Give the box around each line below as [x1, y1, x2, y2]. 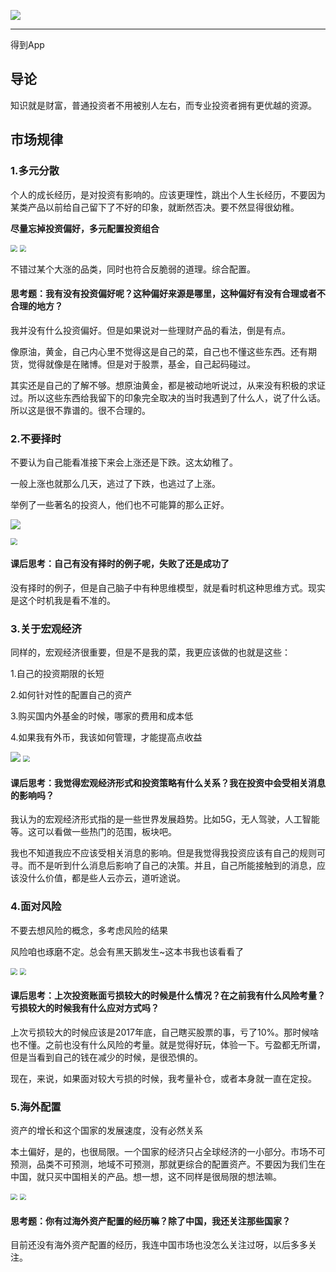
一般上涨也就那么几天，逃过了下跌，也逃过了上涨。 [10, 478, 221, 489]
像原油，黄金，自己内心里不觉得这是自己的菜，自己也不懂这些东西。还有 [10, 345, 308, 357]
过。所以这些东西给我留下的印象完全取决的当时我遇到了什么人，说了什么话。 [10, 391, 326, 404]
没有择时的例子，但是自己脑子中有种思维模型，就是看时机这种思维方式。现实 [10, 581, 326, 594]
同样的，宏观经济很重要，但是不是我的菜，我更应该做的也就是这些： [10, 646, 291, 659]
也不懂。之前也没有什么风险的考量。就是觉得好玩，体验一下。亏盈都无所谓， [10, 1038, 326, 1050]
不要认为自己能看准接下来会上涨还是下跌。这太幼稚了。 [10, 456, 238, 468]
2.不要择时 [10, 431, 62, 445]
